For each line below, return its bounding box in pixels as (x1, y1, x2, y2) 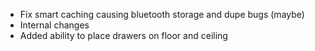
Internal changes (19, 19, 90, 31)
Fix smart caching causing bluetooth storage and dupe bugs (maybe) (19, 9, 305, 20)
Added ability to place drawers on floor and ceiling (19, 30, 228, 41)
